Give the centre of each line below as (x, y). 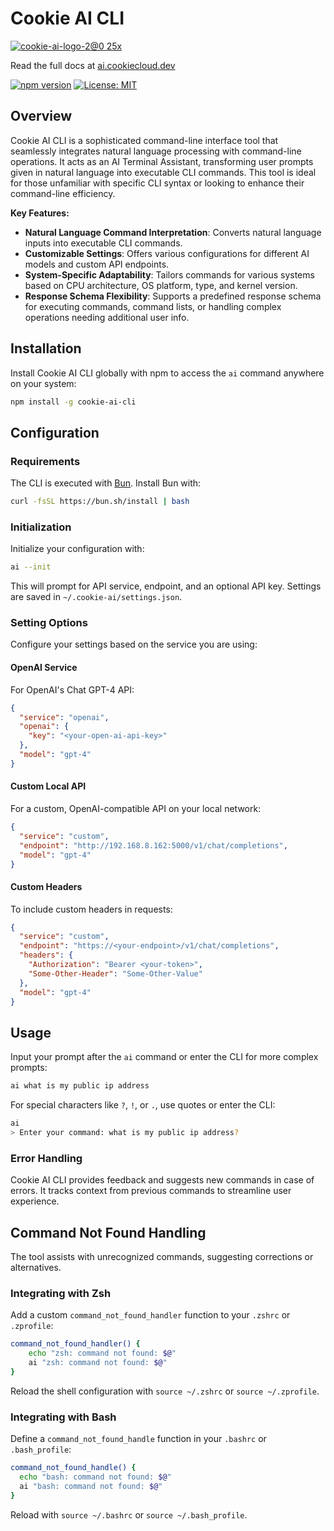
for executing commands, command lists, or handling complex (153, 306)
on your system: (43, 383)
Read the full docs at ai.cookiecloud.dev (93, 65)
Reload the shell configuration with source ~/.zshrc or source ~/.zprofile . (165, 1391)
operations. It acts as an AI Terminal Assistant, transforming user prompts (162, 161)
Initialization (41, 527)
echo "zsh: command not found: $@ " (102, 1353)
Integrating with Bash (63, 1417)
